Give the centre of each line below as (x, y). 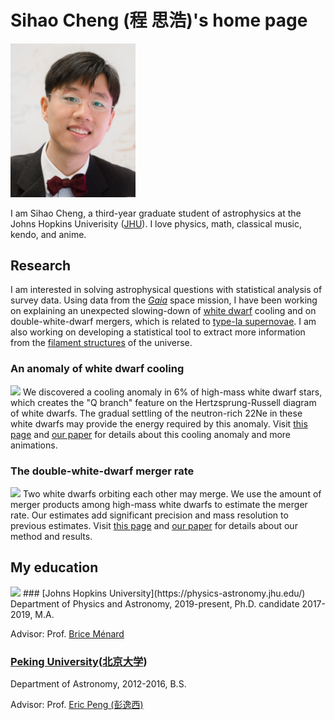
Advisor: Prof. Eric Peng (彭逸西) (77, 705)
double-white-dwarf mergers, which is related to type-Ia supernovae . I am (163, 322)
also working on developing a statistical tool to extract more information (158, 332)
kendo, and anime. (48, 234)
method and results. (51, 536)
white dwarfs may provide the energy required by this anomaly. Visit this (159, 423)
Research (41, 265)
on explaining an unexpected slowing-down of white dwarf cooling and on (163, 311)
